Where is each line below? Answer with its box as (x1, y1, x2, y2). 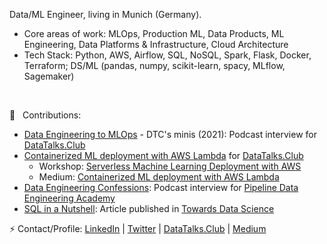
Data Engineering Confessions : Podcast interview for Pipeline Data (23, 182, 299, 193)
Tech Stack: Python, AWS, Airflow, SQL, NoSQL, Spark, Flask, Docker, (23, 49, 312, 61)
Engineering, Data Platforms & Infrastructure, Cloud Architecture (23, 39, 289, 50)
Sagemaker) (23, 70, 75, 82)
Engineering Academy (23, 192, 116, 204)
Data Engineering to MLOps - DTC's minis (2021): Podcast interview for (23, 129, 317, 140)
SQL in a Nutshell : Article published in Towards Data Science (23, 203, 275, 214)
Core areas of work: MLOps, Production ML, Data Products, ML (23, 28, 285, 39)
